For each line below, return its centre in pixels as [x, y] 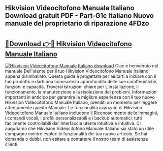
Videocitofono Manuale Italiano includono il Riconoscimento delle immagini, [82, 113]
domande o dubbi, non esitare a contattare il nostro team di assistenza [77, 139]
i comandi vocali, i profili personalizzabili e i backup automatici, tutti [74, 118]
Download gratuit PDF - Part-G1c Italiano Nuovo [80, 16]
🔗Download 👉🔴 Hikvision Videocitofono [68, 44]
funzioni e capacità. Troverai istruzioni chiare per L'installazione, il [72, 87]
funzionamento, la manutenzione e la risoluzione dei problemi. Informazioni [81, 92]
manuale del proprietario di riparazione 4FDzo [77, 23]
